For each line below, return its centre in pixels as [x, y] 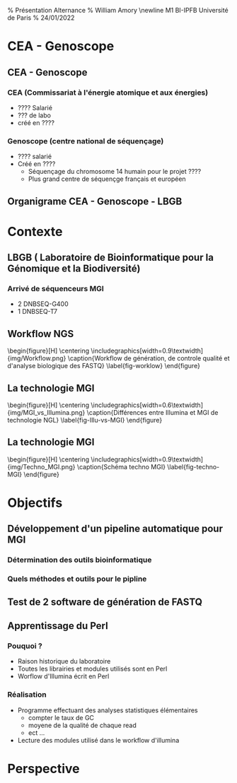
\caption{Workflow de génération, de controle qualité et [149, 358]
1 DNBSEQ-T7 [37, 312]
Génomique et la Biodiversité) [74, 269]
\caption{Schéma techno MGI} [121, 466]
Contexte [35, 231]
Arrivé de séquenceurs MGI [56, 289]
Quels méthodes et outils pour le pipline [77, 579]
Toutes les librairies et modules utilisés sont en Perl [92, 669]
